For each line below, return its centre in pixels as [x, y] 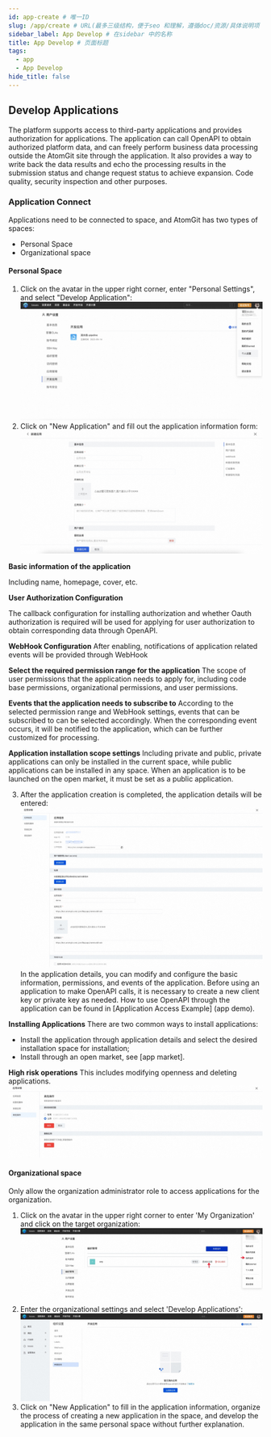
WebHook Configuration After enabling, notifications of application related [133, 646]
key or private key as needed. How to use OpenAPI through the [125, 1000]
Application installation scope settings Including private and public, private [135, 753]
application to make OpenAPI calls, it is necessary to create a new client [140, 991]
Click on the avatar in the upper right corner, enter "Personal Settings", [138, 289]
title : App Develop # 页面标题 [58, 43]
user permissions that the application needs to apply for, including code [127, 679]
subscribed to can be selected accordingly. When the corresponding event [133, 720]
